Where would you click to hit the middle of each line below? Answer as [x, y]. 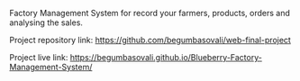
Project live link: [39, 57]
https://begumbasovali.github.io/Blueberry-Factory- [166, 57]
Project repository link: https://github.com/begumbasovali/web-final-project [150, 40]
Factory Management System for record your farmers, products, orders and [150, 13]
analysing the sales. [46, 22]
